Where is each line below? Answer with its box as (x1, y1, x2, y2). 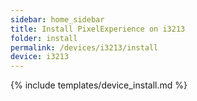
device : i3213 (10, 52, 70, 62)
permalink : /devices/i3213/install (10, 42, 159, 53)
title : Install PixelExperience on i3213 (10, 24, 186, 34)
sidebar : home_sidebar (10, 14, 105, 25)
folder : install (10, 33, 78, 43)
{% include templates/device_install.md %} (10, 79, 188, 91)
